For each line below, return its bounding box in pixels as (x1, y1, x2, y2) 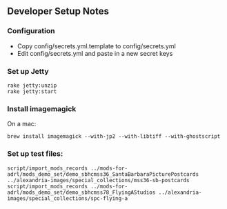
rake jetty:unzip (7, 82, 57, 89)
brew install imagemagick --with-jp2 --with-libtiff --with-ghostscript (7, 133, 221, 140)
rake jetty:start (7, 88, 57, 95)
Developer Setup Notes (7, 6, 109, 17)
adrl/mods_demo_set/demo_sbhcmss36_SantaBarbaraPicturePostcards (7, 170, 199, 178)
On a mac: (7, 120, 37, 128)
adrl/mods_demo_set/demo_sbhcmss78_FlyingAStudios (7, 189, 156, 196)
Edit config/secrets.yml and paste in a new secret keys (17, 49, 173, 57)
